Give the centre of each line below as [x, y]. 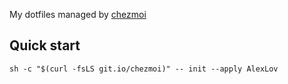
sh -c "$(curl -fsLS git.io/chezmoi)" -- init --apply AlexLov [144, 69]
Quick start [45, 45]
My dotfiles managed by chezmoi [78, 14]
